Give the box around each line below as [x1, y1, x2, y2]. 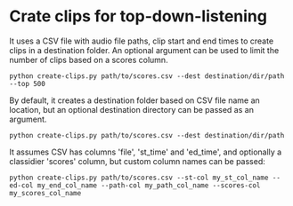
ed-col [9, 180, 34, 190]
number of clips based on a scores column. [9, 54, 168, 65]
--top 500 [9, 79, 46, 88]
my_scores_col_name [9, 188, 82, 197]
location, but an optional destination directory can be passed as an [9, 104, 254, 115]
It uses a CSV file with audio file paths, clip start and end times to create [9, 36, 274, 46]
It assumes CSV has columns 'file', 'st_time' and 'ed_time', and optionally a [9, 147, 282, 157]
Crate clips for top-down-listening [9, 6, 267, 27]
